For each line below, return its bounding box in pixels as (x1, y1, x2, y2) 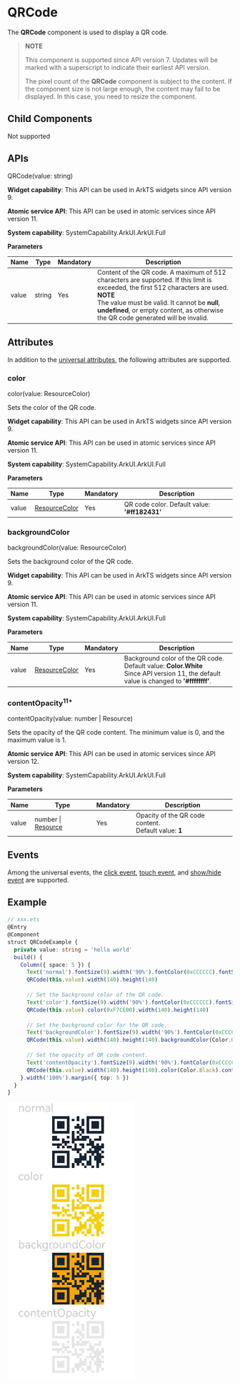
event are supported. (7, 875, 69, 884)
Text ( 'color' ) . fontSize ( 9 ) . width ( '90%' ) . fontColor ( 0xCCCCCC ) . (26, 999, 216, 1006)
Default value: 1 (135, 826, 183, 835)
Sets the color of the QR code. (7, 403, 96, 411)
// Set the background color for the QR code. (26, 1022, 168, 1029)
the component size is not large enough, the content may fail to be (24, 84, 221, 93)
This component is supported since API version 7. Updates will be (24, 55, 218, 64)
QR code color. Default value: (124, 500, 211, 508)
